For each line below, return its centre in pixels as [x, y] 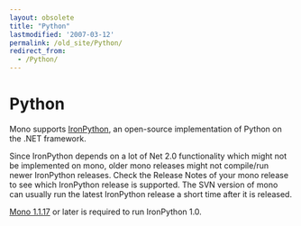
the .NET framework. [48, 138]
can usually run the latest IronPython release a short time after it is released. [151, 194]
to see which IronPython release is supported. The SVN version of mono [144, 185]
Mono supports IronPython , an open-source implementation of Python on [146, 129]
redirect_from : [38, 51]
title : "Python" [40, 26]
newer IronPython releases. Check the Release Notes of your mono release [149, 175]
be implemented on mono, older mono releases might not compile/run [139, 165]
